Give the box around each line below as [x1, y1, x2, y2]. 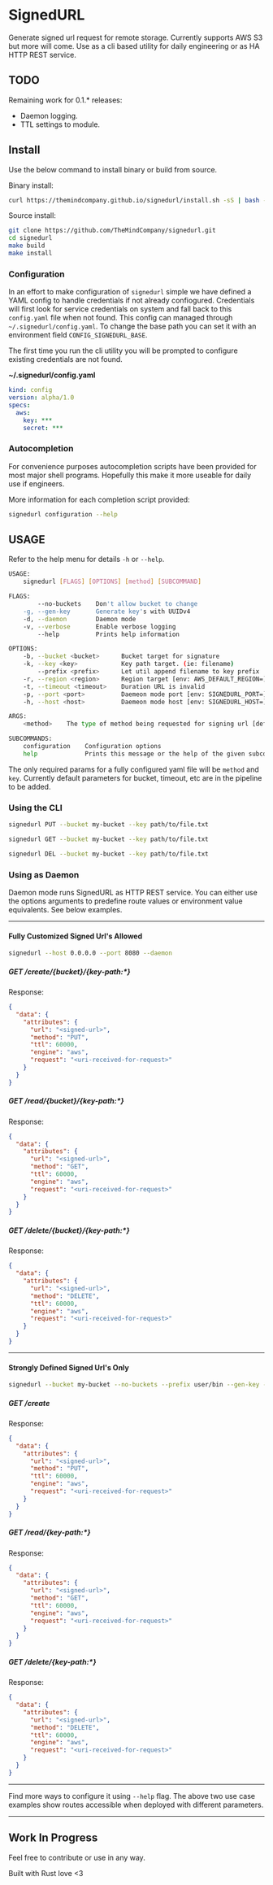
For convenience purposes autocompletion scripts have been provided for [8, 461, 258, 471]
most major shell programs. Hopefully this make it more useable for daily [8, 470, 252, 480]
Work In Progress [8, 1831, 98, 1845]
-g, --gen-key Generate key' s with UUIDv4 [23, 607, 191, 616]
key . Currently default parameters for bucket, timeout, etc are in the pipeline [8, 773, 262, 782]
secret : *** [23, 424, 63, 432]
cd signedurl [8, 234, 53, 242]
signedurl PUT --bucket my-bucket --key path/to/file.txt [8, 821, 209, 829]
